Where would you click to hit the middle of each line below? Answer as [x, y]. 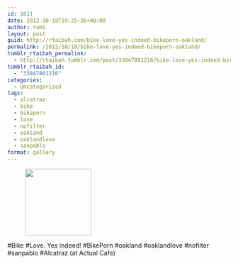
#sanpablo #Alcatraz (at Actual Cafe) [61, 253]
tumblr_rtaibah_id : [36, 67]
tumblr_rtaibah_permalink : [47, 54]
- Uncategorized [38, 87]
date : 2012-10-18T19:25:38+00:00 [57, 21]
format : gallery [31, 153]
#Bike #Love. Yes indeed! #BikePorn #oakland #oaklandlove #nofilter [108, 245]
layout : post [27, 34]
